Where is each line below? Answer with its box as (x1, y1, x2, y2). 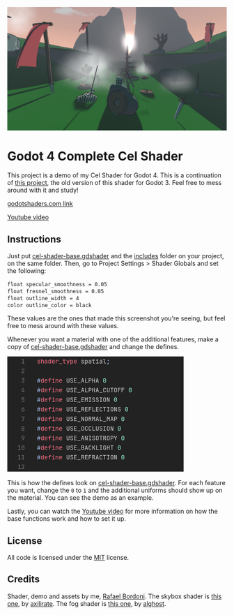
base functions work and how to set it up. (7, 514, 127, 523)
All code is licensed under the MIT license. (7, 554, 130, 562)
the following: (7, 267, 47, 275)
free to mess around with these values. (7, 322, 119, 330)
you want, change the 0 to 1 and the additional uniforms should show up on (7, 486, 223, 495)
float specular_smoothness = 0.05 (7, 281, 108, 288)
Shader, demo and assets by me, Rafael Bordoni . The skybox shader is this (7, 592, 222, 600)
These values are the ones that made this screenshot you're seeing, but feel (7, 314, 226, 323)
